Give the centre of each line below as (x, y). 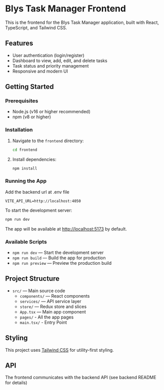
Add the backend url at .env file (37, 192)
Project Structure (32, 279)
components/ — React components (55, 296)
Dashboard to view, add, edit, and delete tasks (60, 61)
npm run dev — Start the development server (58, 252)
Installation (19, 130)
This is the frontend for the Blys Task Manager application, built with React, (82, 22)
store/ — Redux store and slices (53, 307)
